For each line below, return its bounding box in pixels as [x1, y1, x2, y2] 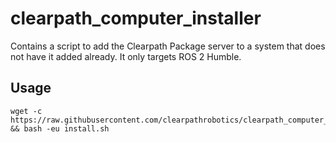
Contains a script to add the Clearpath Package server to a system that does [10, 40, 326, 52]
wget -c [10, 106, 43, 116]
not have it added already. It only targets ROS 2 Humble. [10, 50, 242, 62]
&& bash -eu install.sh [10, 123, 110, 134]
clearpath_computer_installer [10, 7, 262, 30]
